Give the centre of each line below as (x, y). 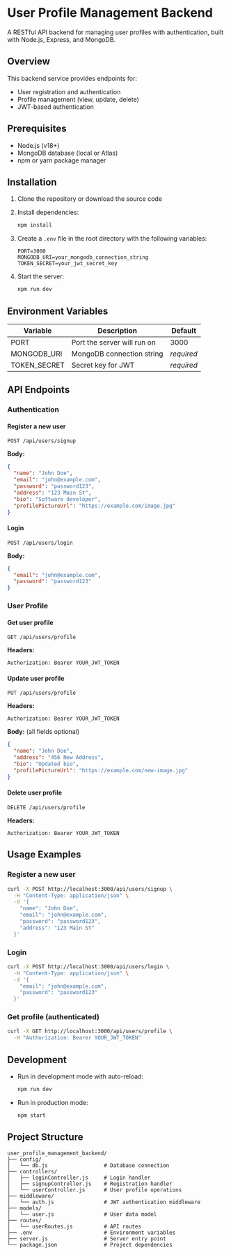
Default (184, 331)
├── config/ (24, 1159)
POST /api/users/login (40, 543)
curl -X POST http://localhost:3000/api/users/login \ (88, 967)
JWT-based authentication (55, 107)
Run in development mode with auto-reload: (80, 1076)
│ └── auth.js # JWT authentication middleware (104, 1202)
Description (117, 331)
